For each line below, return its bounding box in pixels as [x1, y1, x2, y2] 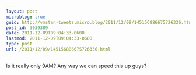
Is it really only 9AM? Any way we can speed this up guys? [6, 62, 147, 69]
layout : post [6, 8, 38, 15]
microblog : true [6, 14, 45, 20]
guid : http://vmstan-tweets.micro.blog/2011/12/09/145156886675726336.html [6, 19, 194, 25]
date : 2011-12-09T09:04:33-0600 [6, 30, 85, 36]
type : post [6, 41, 33, 47]
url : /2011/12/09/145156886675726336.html [6, 47, 111, 52]
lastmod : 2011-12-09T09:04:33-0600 [6, 35, 93, 41]
